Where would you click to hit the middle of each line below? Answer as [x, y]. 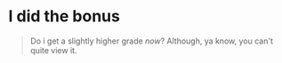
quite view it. [53, 50]
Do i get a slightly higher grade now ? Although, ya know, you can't [151, 41]
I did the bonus [64, 16]
